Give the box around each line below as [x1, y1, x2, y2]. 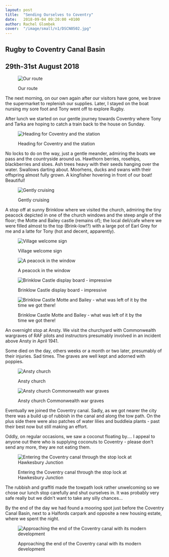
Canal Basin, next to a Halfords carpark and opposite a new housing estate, [5, 510, 162, 517]
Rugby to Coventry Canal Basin [5, 45, 105, 54]
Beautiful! [5, 178, 25, 184]
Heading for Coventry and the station [18, 141, 95, 147]
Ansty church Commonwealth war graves [18, 398, 104, 404]
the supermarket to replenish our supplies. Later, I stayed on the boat [5, 101, 149, 107]
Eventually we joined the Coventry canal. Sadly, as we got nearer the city [5, 408, 157, 414]
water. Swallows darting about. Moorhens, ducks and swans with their [5, 166, 151, 173]
